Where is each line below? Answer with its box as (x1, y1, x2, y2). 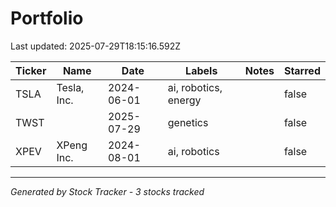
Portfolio (10, 7, 84, 30)
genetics (167, 115, 209, 129)
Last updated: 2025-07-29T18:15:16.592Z (10, 40, 181, 52)
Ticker (15, 63, 47, 77)
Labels (185, 63, 218, 77)
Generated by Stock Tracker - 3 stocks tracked (10, 185, 205, 197)
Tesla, (56, 80, 85, 94)
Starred (283, 63, 321, 77)
